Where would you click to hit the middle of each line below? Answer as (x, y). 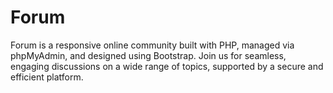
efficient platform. (47, 77)
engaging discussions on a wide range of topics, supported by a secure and (167, 66)
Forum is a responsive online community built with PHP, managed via (152, 45)
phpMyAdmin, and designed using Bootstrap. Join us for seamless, (148, 55)
